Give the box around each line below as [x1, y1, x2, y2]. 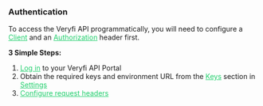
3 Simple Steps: [8, 48, 62, 58]
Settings [19, 80, 48, 89]
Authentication [8, 6, 68, 17]
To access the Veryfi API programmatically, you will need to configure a [8, 25, 243, 34]
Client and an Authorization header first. [8, 32, 140, 42]
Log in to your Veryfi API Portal [19, 63, 122, 73]
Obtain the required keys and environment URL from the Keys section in [19, 72, 256, 81]
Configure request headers [19, 89, 109, 98]
